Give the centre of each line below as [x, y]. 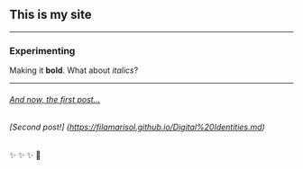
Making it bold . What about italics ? [74, 70]
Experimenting [42, 50]
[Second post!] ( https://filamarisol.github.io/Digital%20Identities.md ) [138, 127]
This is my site [50, 15]
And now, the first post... [55, 99]
